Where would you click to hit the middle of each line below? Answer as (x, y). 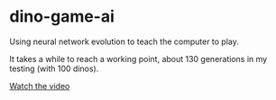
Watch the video (40, 86)
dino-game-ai (62, 17)
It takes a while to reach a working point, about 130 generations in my (138, 59)
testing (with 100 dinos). (54, 68)
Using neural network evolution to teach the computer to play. (124, 41)
